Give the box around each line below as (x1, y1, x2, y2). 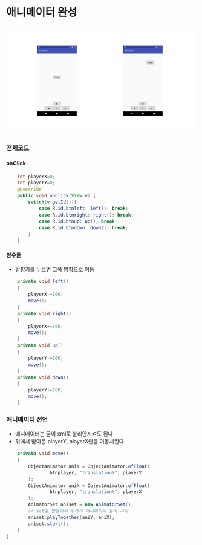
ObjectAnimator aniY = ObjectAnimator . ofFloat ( (28, 463, 150, 469)
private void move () (17, 451, 69, 457)
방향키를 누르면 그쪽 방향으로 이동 (15, 266, 95, 273)
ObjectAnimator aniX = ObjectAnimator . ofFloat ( (28, 482, 150, 489)
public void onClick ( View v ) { (17, 193, 96, 199)
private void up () (17, 342, 64, 348)
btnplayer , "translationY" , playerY (49, 469, 142, 475)
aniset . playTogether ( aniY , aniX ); (28, 514, 115, 520)
